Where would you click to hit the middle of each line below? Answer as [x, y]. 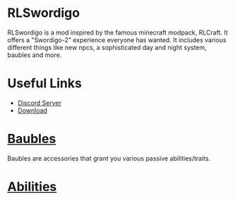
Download [32, 110]
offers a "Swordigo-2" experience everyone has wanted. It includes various [117, 39]
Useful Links [45, 83]
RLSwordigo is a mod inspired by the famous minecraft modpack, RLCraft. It [117, 32]
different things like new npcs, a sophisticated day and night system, [107, 47]
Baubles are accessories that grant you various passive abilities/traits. [109, 158]
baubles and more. [35, 55]
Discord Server [40, 103]
